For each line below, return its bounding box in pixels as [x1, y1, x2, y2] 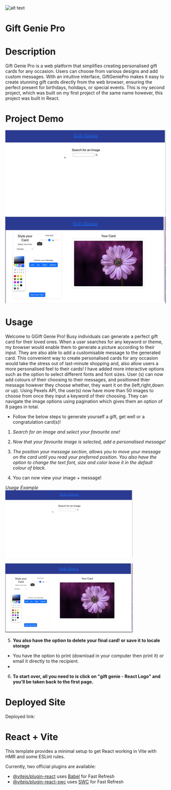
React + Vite [5, 731, 59, 743]
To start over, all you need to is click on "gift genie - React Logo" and [12, 673, 161, 679]
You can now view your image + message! [12, 474, 102, 481]
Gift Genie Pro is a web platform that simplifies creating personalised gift [5, 63, 157, 69]
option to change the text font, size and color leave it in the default [12, 459, 153, 466]
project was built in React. [5, 95, 60, 101]
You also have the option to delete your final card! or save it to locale [12, 637, 160, 643]
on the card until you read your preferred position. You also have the [12, 454, 157, 460]
